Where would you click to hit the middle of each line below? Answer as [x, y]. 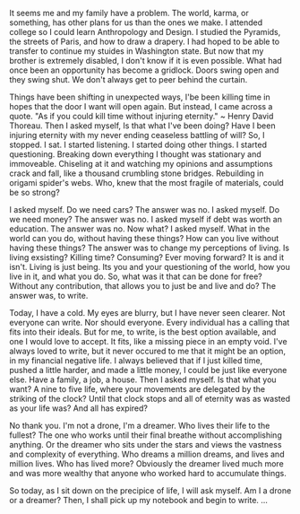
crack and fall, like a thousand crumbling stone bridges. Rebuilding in [137, 173]
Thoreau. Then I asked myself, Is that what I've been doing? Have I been [142, 126]
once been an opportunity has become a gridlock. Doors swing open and [144, 70]
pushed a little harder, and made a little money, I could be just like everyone [148, 370]
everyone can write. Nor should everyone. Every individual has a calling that [150, 322]
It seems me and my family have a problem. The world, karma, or [129, 13]
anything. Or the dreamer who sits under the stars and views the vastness [146, 444]
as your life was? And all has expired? [78, 408]
